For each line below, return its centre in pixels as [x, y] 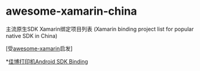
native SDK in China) [31, 35]
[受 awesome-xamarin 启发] [39, 48]
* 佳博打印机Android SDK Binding [47, 61]
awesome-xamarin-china [71, 11]
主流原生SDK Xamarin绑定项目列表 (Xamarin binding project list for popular [100, 29]
